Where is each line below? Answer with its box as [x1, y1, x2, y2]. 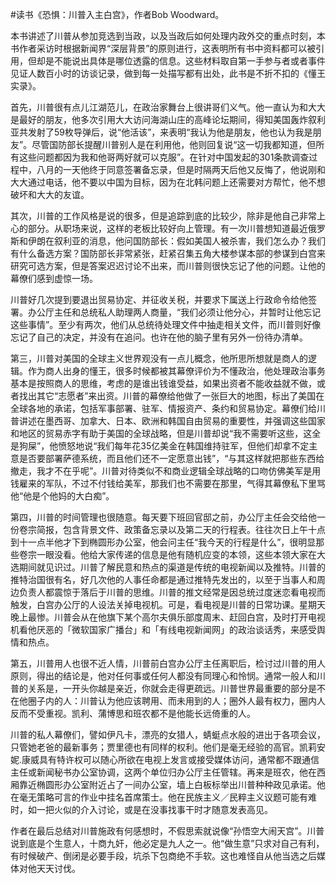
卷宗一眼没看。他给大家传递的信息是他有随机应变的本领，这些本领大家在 [18, 549, 317, 560]
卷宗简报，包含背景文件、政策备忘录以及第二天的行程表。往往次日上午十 [18, 524, 317, 535]
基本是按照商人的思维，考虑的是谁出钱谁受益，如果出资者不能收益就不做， [10, 378, 317, 389]
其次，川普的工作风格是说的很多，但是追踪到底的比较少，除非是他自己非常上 [10, 210, 326, 222]
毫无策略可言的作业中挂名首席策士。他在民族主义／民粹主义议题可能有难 [18, 791, 317, 803]
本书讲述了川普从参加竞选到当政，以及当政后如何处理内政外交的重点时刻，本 [10, 30, 326, 42]
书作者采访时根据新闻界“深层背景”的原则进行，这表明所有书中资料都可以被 [10, 43, 317, 54]
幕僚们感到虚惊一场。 [10, 273, 98, 284]
